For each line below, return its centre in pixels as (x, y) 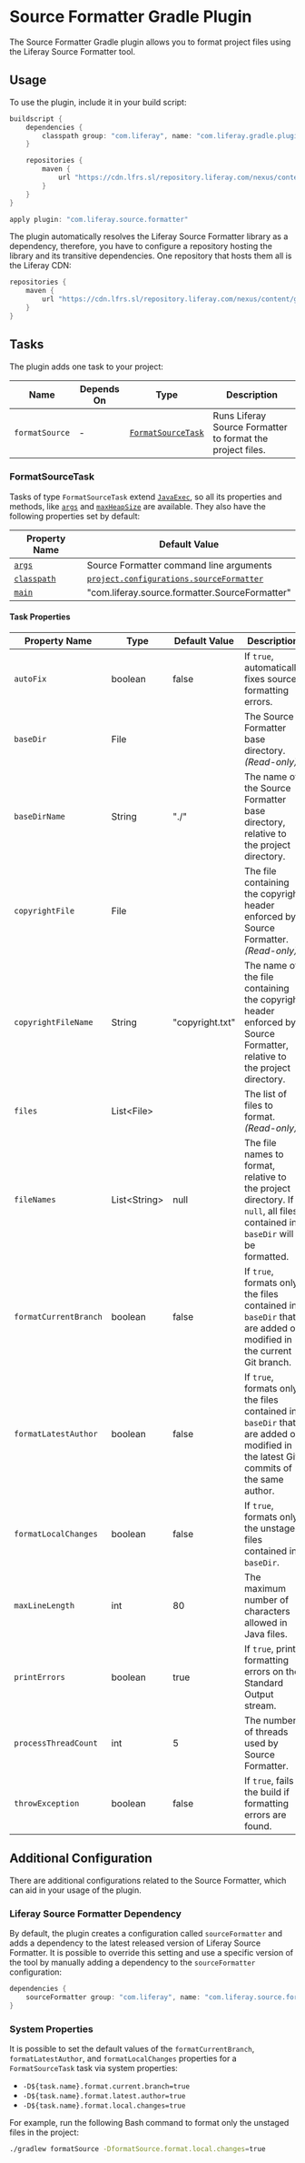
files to (259, 1105)
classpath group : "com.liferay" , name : (118, 136)
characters (267, 1612)
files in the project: (44, 2133)
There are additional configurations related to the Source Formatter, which (148, 1880)
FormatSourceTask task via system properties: (94, 2068)
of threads (266, 1732)
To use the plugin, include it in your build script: (98, 102)
